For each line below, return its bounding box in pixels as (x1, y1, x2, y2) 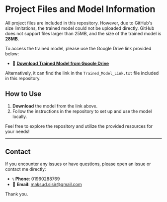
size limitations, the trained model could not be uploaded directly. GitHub (5, 25, 155, 31)
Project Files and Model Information (5, 3, 156, 15)
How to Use (5, 90, 42, 98)
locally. (12, 113, 27, 119)
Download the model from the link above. (12, 103, 98, 109)
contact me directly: (5, 166, 46, 172)
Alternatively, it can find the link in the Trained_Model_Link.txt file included (5, 70, 159, 76)
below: (5, 51, 19, 57)
